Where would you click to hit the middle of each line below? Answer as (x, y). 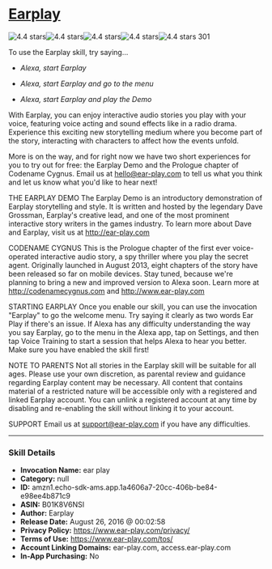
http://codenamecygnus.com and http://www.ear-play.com (106, 291)
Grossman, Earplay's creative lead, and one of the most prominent (119, 214)
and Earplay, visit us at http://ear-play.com (79, 232)
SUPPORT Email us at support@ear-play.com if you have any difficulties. (130, 424)
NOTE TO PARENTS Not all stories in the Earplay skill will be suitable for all (132, 365)
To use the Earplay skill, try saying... (68, 52)
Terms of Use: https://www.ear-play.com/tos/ (96, 539)
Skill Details (32, 452)
